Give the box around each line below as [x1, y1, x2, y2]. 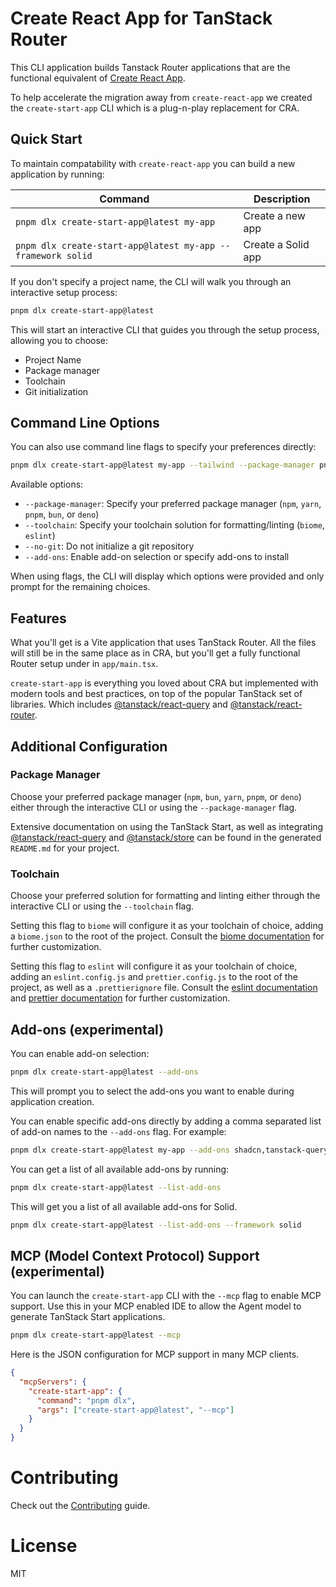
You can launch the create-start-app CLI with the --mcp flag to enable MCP [10, 1290, 322, 1302]
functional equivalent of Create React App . [10, 72, 186, 84]
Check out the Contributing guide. [10, 1500, 151, 1512]
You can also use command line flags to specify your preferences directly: [10, 441, 317, 453]
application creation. [10, 1095, 95, 1107]
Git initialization [24, 385, 89, 397]
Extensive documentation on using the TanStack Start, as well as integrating [10, 820, 324, 832]
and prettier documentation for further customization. [10, 992, 231, 1004]
